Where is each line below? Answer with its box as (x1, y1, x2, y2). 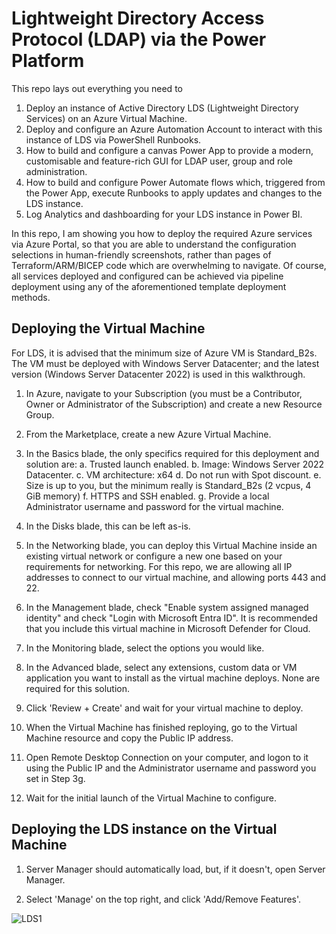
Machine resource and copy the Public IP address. (25, 732, 234, 744)
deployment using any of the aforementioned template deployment (11, 280, 287, 292)
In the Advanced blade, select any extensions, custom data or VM (25, 661, 298, 673)
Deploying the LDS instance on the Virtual (11, 821, 278, 838)
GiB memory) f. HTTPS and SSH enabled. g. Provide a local (25, 490, 270, 502)
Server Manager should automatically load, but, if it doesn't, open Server (25, 863, 326, 875)
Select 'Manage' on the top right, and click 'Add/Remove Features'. (25, 893, 302, 905)
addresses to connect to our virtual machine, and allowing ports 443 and (25, 571, 326, 583)
